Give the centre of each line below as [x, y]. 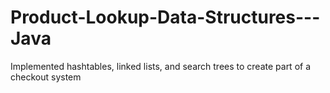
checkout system [46, 77]
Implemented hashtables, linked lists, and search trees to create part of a [161, 66]
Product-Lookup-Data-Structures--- [165, 17]
